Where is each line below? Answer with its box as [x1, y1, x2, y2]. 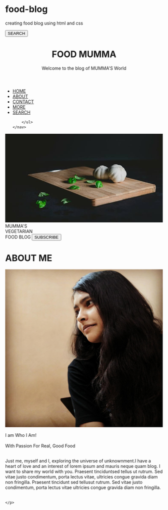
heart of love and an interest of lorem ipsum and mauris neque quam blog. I [5, 463, 160, 469]
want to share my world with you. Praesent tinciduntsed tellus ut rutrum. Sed [5, 468, 163, 474]
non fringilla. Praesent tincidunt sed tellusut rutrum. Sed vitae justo [5, 479, 142, 485]
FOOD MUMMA [51, 49, 116, 60]
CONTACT [12, 99, 34, 105]
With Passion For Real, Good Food [5, 443, 76, 449]
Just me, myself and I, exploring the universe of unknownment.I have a [5, 458, 151, 464]
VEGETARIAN [5, 228, 33, 234]
